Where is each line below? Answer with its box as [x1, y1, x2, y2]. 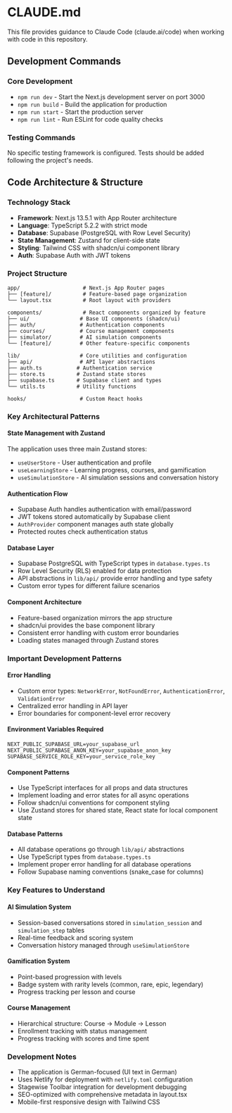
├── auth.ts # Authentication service [7, 364, 153, 372]
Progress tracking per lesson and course [17, 987, 136, 996]
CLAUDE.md [7, 4, 82, 20]
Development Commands [7, 56, 122, 68]
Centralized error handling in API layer [17, 701, 128, 710]
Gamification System [7, 957, 70, 965]
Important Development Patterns [7, 653, 122, 663]
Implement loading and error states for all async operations [17, 791, 190, 800]
